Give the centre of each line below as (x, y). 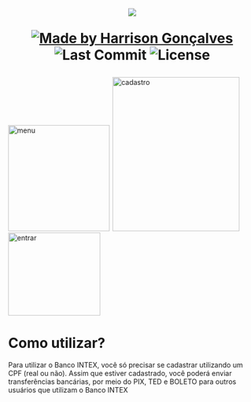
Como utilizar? (57, 344)
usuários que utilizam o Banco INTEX (68, 390)
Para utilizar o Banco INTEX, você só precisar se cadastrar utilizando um (125, 365)
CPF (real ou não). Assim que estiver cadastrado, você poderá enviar (120, 374)
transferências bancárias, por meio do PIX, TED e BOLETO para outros (122, 382)
